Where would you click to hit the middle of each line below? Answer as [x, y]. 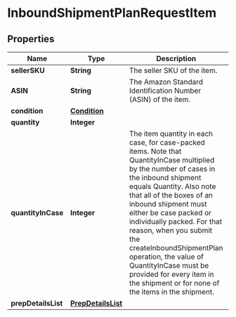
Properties [31, 39]
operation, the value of [166, 257]
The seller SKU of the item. [173, 70]
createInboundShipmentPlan [176, 248]
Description [176, 59]
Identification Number [165, 91]
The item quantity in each [171, 134]
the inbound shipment [165, 177]
